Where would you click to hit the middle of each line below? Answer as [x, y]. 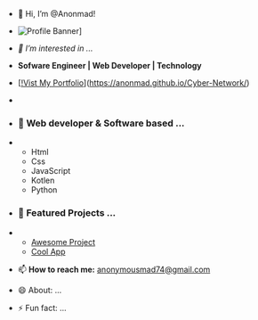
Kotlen [43, 181]
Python [44, 190]
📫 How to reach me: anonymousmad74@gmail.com [114, 269]
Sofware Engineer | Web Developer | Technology [109, 66]
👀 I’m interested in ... [55, 48]
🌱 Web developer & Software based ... [101, 123]
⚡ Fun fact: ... [42, 308]
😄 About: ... [40, 290]
